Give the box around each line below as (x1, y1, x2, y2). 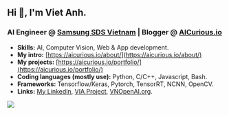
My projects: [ (17, 58, 58, 66)
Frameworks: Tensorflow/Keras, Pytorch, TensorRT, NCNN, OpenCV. (17, 80, 214, 88)
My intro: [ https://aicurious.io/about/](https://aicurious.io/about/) (17, 50, 202, 59)
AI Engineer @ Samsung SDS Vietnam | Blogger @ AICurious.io (7, 28, 222, 37)
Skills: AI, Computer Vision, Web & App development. (17, 43, 169, 52)
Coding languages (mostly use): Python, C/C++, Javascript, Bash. (17, 72, 208, 81)
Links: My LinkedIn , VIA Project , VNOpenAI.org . (17, 87, 153, 95)
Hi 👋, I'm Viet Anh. (7, 7, 87, 19)
